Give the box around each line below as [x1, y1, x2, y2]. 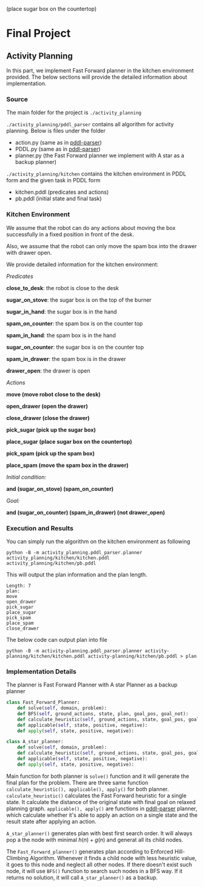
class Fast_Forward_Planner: [6, 699, 80, 706]
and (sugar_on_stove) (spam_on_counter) [6, 485, 114, 493]
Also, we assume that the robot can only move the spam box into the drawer [6, 242, 197, 249]
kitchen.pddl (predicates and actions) [15, 188, 109, 196]
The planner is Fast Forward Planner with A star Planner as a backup [6, 681, 178, 688]
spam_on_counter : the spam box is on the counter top [6, 319, 143, 327]
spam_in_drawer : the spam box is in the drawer [6, 355, 126, 362]
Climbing [6, 854, 29, 861]
